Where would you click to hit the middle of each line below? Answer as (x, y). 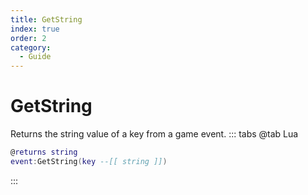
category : (31, 47)
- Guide (35, 57)
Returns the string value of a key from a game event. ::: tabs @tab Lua (154, 134)
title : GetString (46, 19)
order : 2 (28, 38)
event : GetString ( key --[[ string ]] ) (89, 161)
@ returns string (44, 152)
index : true (35, 29)
